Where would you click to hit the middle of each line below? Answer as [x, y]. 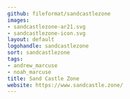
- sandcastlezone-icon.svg [46, 33]
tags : [15, 59]
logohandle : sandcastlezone [48, 46]
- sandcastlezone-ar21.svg [46, 26]
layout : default [31, 40]
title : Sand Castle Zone [43, 78]
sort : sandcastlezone [39, 53]
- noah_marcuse [29, 72]
